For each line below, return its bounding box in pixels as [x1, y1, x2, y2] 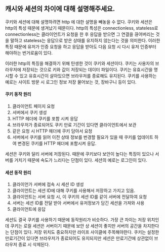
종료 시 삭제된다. [18, 242, 50, 248]
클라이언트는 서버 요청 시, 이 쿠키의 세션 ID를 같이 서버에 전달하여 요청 [12, 194, 147, 200]
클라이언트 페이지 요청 [12, 103, 55, 109]
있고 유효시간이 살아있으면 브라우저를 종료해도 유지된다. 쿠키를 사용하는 [19, 72, 157, 78]
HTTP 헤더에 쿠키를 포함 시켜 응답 [12, 116, 78, 122]
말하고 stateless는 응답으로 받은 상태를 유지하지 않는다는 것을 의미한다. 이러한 [10, 37, 161, 43]
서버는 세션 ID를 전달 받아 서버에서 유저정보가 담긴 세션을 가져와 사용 [12, 200, 145, 206]
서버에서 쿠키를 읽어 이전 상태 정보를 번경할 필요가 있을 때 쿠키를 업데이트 [12, 134, 154, 140]
